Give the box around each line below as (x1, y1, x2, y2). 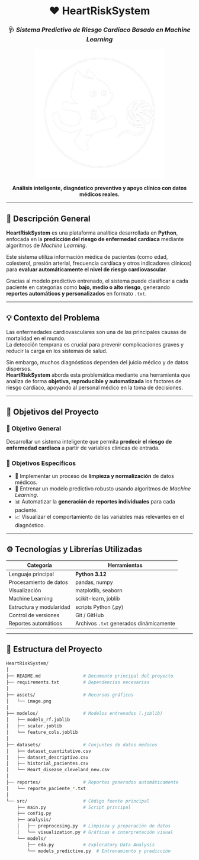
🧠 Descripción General (6, 213, 91, 223)
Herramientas (108, 561, 143, 569)
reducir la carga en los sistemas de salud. (6, 348, 108, 355)
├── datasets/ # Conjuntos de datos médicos (6, 742, 158, 747)
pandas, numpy (75, 579, 114, 586)
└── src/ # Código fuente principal (6, 798, 150, 804)
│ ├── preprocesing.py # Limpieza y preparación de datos (17, 823, 171, 829)
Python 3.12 (75, 570, 107, 577)
